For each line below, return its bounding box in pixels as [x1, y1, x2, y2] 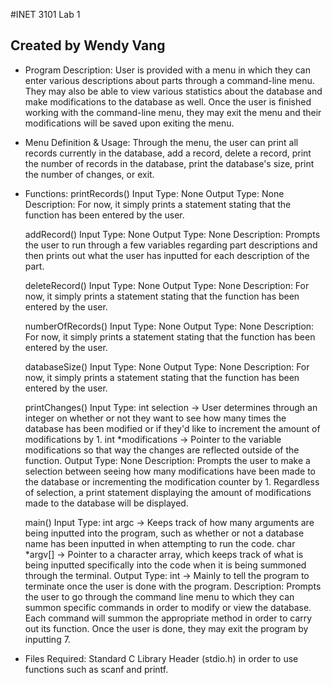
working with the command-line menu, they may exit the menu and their [24, 106, 322, 118]
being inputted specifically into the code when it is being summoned [24, 559, 307, 571]
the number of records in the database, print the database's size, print [24, 157, 315, 169]
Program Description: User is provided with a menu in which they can [24, 64, 311, 76]
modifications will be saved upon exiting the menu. [24, 117, 235, 129]
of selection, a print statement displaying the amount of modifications [24, 486, 312, 498]
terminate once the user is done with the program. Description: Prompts [24, 580, 322, 592]
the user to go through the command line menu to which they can [24, 590, 295, 603]
